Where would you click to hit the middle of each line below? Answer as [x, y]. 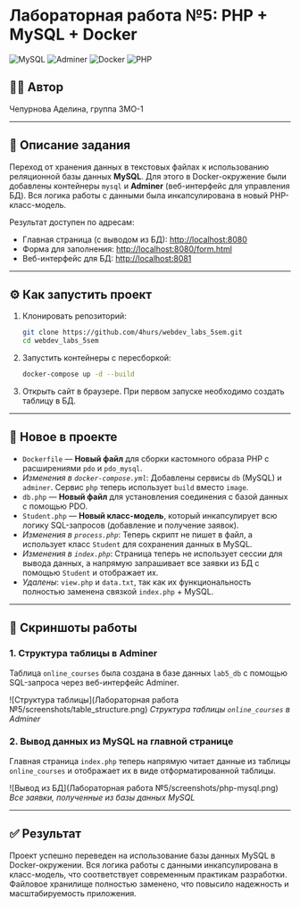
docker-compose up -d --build [79, 374]
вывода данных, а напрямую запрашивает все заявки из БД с [141, 562]
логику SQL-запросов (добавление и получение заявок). [130, 525]
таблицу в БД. [49, 401]
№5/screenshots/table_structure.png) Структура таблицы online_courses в [150, 709]
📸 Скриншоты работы [73, 628]
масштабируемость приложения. [73, 893]
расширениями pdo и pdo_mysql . [82, 468]
